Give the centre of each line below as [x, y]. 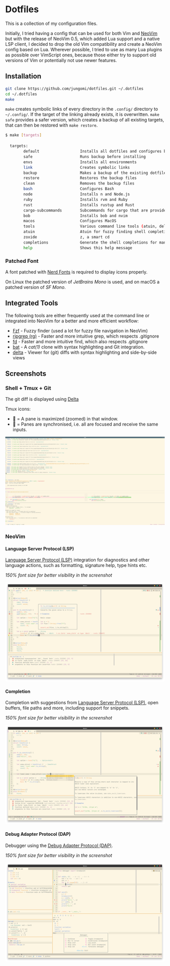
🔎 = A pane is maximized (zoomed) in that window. [65, 419]
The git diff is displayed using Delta [42, 399]
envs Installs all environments [80, 162]
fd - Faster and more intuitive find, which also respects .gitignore [80, 341]
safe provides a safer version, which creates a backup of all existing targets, [85, 120]
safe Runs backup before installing [84, 157]
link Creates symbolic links [77, 167]
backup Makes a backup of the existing [86, 173]
